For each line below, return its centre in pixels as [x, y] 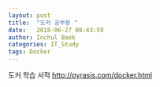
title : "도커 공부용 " [43, 23]
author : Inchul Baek [42, 37]
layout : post [30, 15]
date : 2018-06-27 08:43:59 [56, 30]
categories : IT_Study [44, 45]
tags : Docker [30, 52]
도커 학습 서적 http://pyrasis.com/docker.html [80, 75]
